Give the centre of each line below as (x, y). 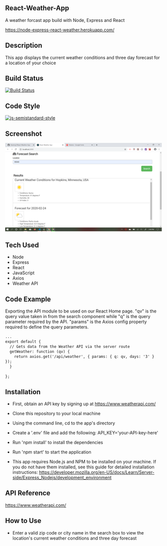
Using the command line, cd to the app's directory (64, 423)
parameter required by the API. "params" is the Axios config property (76, 322)
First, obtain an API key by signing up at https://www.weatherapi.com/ (84, 404)
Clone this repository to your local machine (56, 413)
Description (24, 46)
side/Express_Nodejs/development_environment (62, 478)
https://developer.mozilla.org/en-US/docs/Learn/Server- (97, 472)
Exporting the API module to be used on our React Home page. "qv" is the (81, 311)
